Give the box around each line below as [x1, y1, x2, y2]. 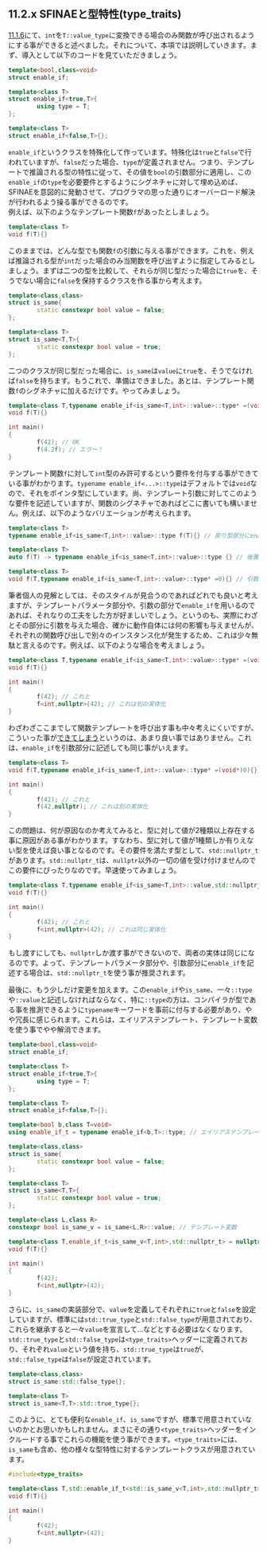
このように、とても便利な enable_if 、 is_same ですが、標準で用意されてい [8, 1415, 246, 1425]
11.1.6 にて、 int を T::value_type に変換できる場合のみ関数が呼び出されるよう [8, 30, 255, 40]
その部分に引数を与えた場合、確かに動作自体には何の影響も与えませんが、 [14, 620, 258, 629]
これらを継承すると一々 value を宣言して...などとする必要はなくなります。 [8, 1324, 247, 1334]
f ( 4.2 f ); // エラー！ [37, 445, 103, 453]
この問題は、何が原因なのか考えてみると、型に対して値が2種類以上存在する [8, 825, 256, 835]
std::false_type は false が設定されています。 [8, 1354, 156, 1364]
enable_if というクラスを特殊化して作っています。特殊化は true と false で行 [8, 147, 253, 157]
